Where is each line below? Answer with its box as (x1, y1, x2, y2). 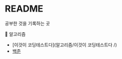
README (5, 3, 44, 15)
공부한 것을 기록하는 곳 (5, 20, 50, 26)
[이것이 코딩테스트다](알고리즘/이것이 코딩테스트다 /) (12, 41, 117, 48)
